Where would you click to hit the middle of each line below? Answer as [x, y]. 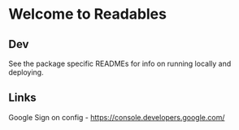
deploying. [26, 72]
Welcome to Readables [87, 14]
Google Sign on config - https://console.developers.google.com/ [117, 117]
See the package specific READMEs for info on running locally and [120, 63]
